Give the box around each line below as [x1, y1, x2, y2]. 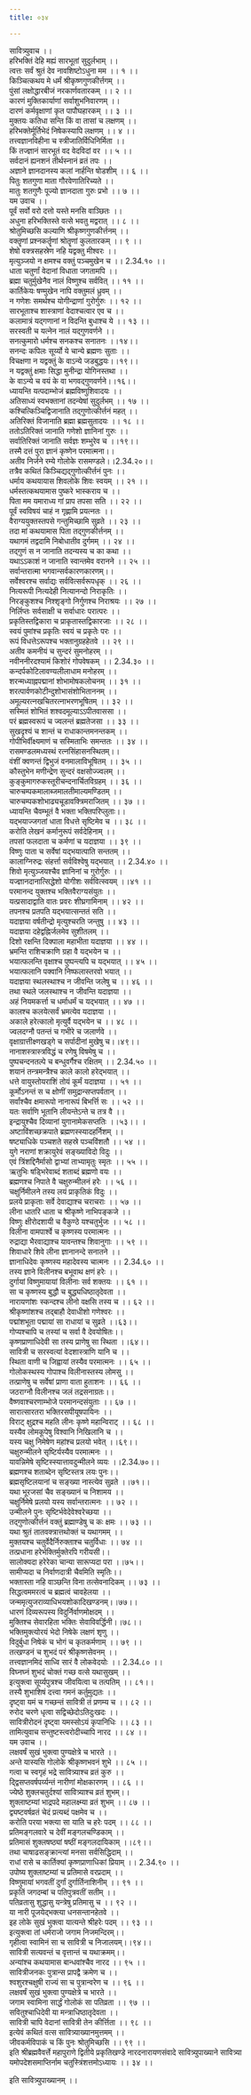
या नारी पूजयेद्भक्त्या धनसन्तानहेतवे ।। [9, 1906, 120, 1917]
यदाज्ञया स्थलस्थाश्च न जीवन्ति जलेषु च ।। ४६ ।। [9, 976, 153, 987]
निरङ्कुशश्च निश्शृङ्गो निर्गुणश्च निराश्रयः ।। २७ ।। [9, 595, 157, 606]
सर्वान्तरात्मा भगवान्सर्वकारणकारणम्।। [9, 566, 114, 576]
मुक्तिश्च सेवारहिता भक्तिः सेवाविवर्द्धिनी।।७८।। [9, 1616, 143, 1627]
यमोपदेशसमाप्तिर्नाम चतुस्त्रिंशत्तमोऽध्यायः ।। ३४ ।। [9, 2057, 153, 2067]
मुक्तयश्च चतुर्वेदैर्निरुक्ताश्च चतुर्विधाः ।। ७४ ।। [9, 1536, 144, 1547]
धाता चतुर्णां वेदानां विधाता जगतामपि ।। [9, 265, 118, 276]
